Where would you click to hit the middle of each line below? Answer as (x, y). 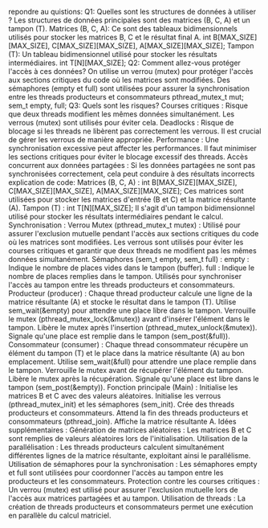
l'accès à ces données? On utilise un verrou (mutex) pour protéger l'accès (131, 71)
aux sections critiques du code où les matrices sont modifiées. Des (119, 80)
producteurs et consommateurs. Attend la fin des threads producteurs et (128, 413)
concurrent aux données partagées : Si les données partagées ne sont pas (132, 165)
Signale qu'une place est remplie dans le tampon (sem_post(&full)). (119, 336)
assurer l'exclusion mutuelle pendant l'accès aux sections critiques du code (134, 233)
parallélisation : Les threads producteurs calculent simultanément (116, 447)
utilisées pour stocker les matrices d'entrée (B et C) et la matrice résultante (132, 199)
